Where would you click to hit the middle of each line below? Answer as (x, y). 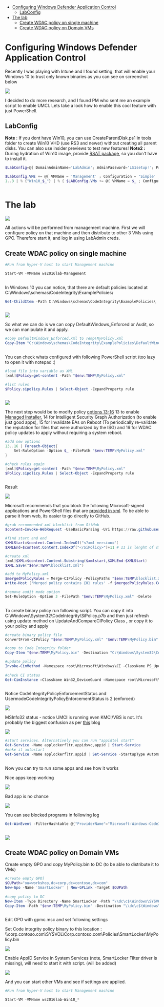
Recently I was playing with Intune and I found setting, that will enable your (80, 71)
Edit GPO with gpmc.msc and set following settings (57, 920)
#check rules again (25, 464)
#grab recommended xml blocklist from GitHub (52, 525)
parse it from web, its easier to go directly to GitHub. (58, 516)
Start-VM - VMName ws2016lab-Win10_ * (42, 1000)
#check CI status (23, 675)
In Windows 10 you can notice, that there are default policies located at (76, 287)
